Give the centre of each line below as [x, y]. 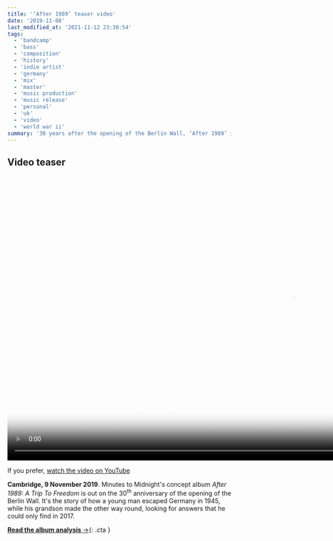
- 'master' [30, 87]
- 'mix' [25, 80]
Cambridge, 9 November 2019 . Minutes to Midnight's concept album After [117, 485]
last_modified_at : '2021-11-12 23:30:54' [70, 27]
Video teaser [37, 162]
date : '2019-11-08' [36, 21]
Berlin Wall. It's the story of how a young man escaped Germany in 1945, [114, 500]
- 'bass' [27, 47]
